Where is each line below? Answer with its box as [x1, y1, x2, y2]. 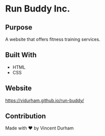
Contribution [5, 112, 46, 120]
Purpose [5, 23, 33, 32]
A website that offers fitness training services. [5, 36, 100, 42]
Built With [5, 51, 37, 59]
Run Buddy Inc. [5, 3, 70, 15]
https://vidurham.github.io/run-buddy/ [5, 97, 84, 103]
